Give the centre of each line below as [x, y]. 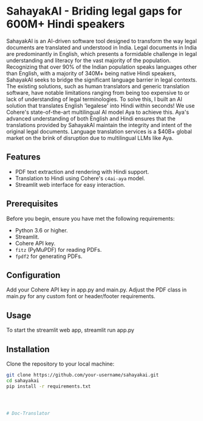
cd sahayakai [23, 381]
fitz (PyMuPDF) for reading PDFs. [58, 249]
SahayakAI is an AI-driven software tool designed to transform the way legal [102, 41]
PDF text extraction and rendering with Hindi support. [82, 172]
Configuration [33, 275]
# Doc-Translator [28, 413]
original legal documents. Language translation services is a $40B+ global [99, 131]
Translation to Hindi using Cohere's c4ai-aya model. [80, 178]
